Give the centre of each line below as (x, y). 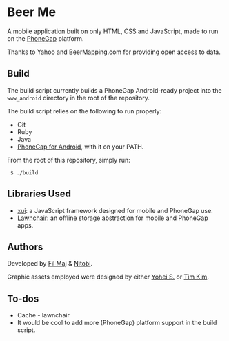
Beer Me (32, 12)
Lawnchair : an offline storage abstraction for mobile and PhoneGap (112, 218)
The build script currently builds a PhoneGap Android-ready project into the (114, 90)
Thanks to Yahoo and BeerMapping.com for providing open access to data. (114, 52)
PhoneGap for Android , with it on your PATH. (80, 147)
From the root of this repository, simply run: (69, 160)
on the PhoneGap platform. (46, 38)
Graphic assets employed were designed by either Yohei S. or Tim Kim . (108, 277)
